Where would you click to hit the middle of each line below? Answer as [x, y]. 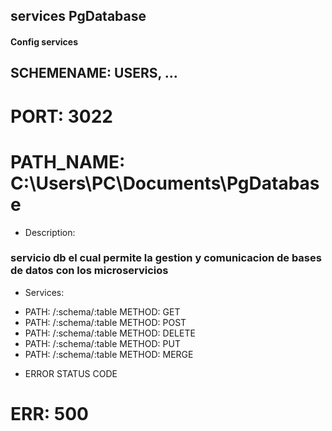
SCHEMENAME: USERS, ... [94, 73]
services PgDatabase [78, 16]
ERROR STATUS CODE [71, 373]
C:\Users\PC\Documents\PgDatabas [165, 183]
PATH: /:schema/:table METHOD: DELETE [110, 333]
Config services [44, 41]
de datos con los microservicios [89, 271]
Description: [50, 232]
